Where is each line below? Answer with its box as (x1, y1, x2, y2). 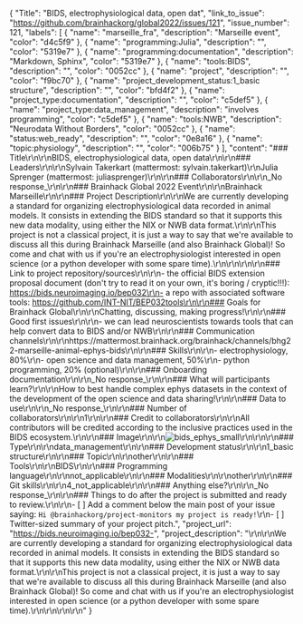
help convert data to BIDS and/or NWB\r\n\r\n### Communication (9, 326, 255, 336)
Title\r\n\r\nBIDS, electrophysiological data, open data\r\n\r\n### (9, 152, 251, 162)
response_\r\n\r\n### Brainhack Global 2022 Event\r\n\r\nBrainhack (9, 181, 263, 191)
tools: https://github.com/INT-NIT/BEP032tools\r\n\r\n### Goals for (9, 297, 261, 307)
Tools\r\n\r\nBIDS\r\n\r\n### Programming (9, 461, 168, 471)
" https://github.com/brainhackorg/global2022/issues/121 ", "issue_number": (9, 17, 289, 28)
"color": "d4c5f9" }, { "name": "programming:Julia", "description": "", (9, 36, 267, 47)
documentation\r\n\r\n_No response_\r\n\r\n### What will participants (9, 374, 270, 385)
